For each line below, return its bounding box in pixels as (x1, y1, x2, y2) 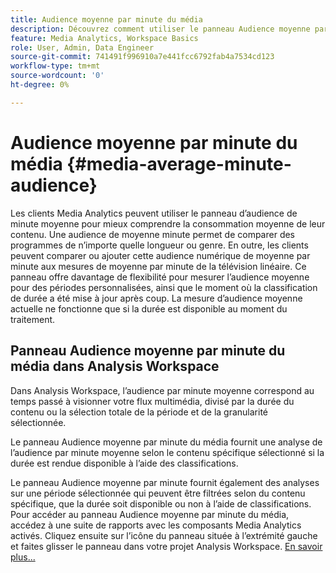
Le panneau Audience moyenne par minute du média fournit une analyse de (10, 436, 323, 448)
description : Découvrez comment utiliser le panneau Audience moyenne (10, 24, 311, 34)
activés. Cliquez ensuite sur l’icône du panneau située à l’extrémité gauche (10, 529, 318, 541)
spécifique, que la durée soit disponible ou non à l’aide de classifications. (10, 497, 312, 510)
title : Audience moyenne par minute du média (10, 14, 203, 25)
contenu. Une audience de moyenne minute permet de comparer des (10, 228, 296, 240)
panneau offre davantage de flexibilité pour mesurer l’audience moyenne (10, 271, 310, 283)
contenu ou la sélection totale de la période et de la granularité (10, 406, 268, 418)
